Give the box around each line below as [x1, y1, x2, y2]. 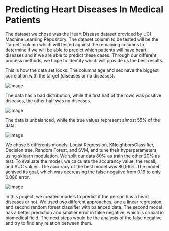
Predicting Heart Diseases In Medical [5, 4, 164, 15]
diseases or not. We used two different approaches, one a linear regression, [5, 199, 163, 205]
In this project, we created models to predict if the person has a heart [5, 193, 149, 199]
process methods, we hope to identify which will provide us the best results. [5, 57, 164, 63]
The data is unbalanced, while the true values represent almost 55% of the [5, 117, 160, 123]
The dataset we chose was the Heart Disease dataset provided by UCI [5, 31, 151, 37]
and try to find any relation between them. [5, 220, 92, 226]
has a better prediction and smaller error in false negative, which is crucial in [5, 209, 164, 215]
